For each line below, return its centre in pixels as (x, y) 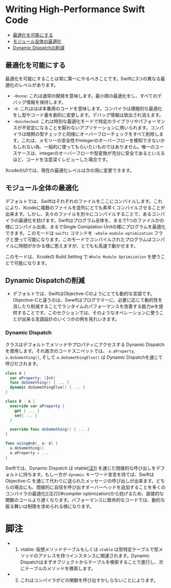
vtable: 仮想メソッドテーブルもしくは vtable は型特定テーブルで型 (89, 549)
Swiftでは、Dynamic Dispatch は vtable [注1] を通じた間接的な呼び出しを (81, 468)
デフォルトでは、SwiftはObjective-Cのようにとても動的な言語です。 (84, 293)
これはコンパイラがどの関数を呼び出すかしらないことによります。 (89, 580)
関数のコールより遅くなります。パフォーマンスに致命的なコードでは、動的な (85, 500)
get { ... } (27, 411)
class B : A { (20, 402)
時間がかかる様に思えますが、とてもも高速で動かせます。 (78, 246)
